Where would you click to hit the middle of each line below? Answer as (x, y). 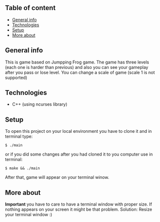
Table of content (30, 8)
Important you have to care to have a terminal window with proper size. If (79, 204)
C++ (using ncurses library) (40, 104)
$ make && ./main (23, 168)
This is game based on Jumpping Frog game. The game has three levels (77, 62)
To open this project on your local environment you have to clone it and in (78, 131)
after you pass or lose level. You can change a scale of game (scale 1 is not (80, 72)
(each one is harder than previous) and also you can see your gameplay (77, 67)
